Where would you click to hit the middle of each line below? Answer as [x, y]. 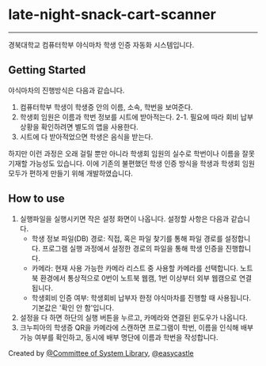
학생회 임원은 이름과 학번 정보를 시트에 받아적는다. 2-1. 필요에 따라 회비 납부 [137, 117]
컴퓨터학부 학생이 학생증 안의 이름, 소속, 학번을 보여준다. [106, 107]
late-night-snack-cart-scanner [112, 15]
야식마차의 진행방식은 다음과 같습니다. [66, 90]
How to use [36, 199]
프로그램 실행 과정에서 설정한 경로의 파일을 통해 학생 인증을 [133, 248]
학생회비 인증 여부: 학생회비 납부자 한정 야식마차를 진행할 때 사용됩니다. [141, 297]
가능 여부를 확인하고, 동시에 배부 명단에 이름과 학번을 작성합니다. [119, 337]
